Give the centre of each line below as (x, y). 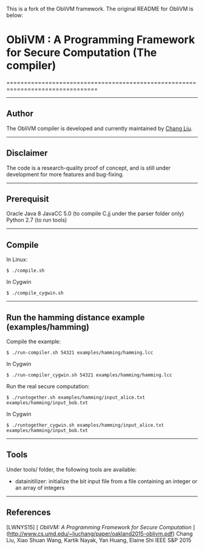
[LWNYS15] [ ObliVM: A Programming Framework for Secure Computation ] (101, 527)
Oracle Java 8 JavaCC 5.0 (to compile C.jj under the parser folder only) (95, 214)
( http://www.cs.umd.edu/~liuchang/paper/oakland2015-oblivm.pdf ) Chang (100, 534)
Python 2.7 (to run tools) (37, 220)
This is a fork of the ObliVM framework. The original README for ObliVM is (100, 9)
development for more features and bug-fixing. (65, 174)
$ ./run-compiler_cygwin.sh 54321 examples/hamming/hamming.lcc (89, 375)
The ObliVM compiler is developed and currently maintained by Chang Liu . (100, 128)
